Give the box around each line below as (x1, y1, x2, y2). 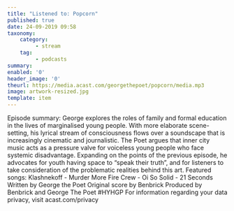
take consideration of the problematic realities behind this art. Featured (7, 166, 212, 174)
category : (20, 36, 49, 43)
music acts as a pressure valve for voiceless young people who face (7, 144, 205, 152)
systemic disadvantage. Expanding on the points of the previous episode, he (7, 151, 228, 159)
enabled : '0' (7, 68, 45, 75)
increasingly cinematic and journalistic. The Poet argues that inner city (7, 136, 210, 144)
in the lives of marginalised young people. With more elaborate (7, 122, 188, 129)
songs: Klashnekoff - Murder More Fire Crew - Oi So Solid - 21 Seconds (7, 173, 213, 182)
